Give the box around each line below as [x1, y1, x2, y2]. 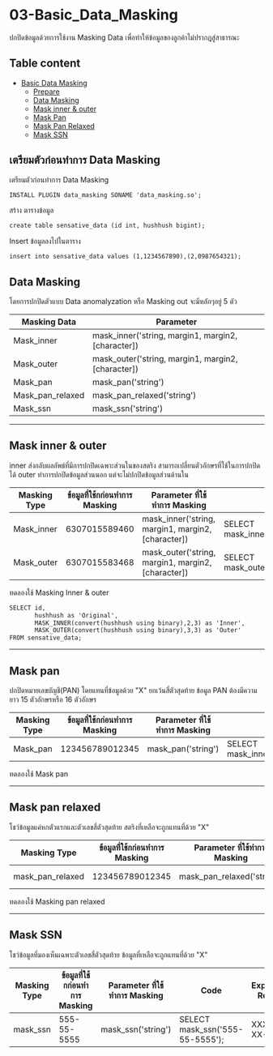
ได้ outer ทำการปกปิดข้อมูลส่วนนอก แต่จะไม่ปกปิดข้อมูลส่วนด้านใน [9, 469, 189, 479]
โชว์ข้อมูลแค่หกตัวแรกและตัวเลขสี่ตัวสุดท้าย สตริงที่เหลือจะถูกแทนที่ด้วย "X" [9, 822, 210, 832]
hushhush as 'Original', [34, 611, 118, 619]
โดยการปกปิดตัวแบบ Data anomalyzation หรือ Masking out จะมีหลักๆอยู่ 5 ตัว [9, 297, 237, 306]
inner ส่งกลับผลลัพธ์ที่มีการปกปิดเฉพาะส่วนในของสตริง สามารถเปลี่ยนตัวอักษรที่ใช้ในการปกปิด [9, 460, 261, 470]
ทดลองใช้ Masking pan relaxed [9, 896, 105, 906]
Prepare [32, 87, 60, 96]
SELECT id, [9, 604, 46, 612]
